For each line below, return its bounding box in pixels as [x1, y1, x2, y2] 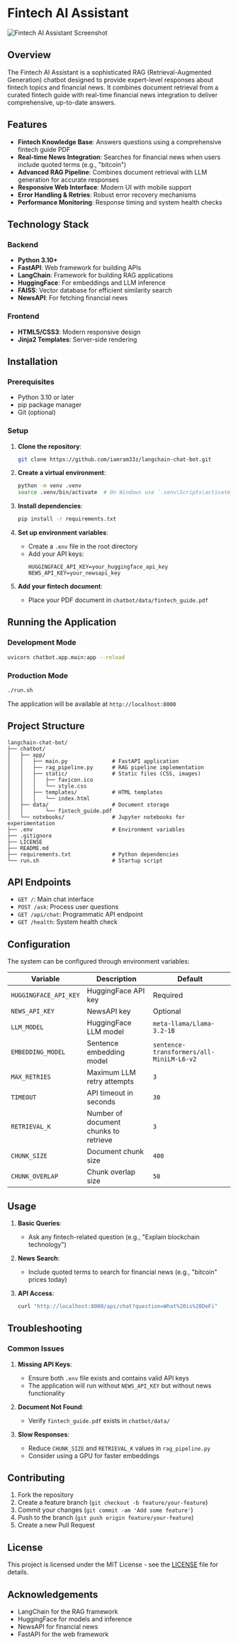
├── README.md [7, 844, 50, 851]
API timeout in [86, 1088, 133, 1098]
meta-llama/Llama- [152, 1020, 215, 1028]
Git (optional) [17, 408, 57, 417]
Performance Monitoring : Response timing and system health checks [17, 197, 222, 207]
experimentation [7, 820, 55, 827]
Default [176, 974, 203, 984]
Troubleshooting [7, 1322, 83, 1334]
